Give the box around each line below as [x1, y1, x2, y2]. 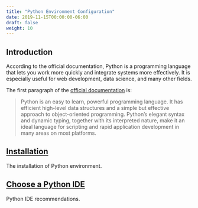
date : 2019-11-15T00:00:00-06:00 [6, 14, 89, 20]
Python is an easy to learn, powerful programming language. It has [20, 98, 183, 105]
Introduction [6, 47, 53, 57]
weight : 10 [6, 25, 33, 31]
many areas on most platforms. [20, 129, 96, 136]
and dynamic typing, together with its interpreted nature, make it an [20, 117, 185, 124]
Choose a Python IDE [6, 180, 85, 190]
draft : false [6, 19, 38, 25]
